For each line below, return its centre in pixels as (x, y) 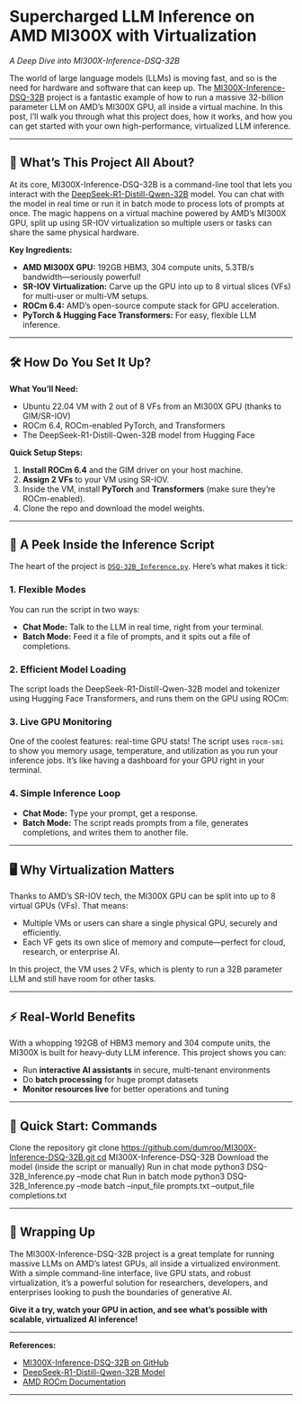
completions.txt (38, 1196)
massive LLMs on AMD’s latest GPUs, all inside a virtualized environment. (145, 1264)
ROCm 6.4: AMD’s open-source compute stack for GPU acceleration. (151, 305)
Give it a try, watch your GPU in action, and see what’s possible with (138, 1309)
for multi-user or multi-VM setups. (85, 295)
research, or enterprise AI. (71, 952)
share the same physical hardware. (74, 232)
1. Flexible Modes (48, 590)
